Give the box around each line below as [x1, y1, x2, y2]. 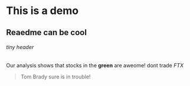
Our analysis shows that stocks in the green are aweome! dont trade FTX [6, 61, 184, 68]
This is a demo [6, 4, 78, 18]
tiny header [6, 44, 34, 51]
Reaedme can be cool [6, 27, 87, 37]
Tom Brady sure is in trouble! [20, 73, 91, 80]
